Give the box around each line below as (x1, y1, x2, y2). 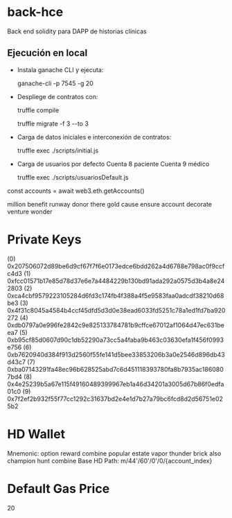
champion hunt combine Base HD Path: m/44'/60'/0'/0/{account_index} (7, 456, 213, 465)
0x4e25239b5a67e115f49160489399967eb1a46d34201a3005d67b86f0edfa (7, 379, 224, 388)
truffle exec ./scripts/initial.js (17, 146, 99, 155)
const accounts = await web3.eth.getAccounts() (7, 187, 145, 195)
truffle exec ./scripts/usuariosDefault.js (17, 173, 129, 181)
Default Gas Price (7, 481, 110, 497)
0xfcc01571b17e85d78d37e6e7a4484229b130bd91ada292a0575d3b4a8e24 (7, 277, 225, 285)
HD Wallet (7, 426, 66, 442)
